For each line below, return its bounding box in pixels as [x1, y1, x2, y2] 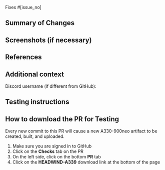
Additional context [5, 70, 64, 78]
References [5, 53, 42, 62]
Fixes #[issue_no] [5, 5, 41, 10]
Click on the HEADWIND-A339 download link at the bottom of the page [12, 159, 160, 165]
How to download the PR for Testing [5, 115, 119, 123]
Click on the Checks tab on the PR [12, 148, 84, 154]
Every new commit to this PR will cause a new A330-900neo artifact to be [5, 128, 157, 134]
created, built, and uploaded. [5, 133, 65, 139]
